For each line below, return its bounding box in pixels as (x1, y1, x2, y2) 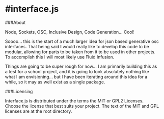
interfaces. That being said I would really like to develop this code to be (5, 43, 149, 49)
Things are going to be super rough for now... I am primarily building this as (5, 63, 157, 69)
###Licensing (5, 88, 33, 94)
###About (5, 20, 26, 25)
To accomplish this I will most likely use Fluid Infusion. (5, 54, 114, 59)
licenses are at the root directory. (5, 108, 72, 114)
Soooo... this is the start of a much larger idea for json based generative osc (5, 38, 159, 44)
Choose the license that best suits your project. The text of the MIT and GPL (5, 103, 159, 109)
